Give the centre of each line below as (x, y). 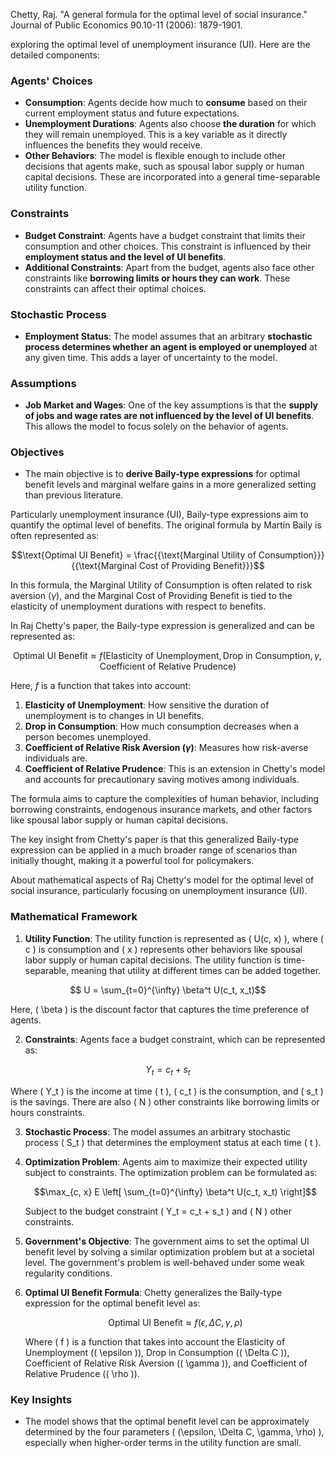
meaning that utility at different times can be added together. (196, 970)
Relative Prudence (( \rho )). (82, 1373)
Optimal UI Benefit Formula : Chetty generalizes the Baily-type (153, 1292)
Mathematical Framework (74, 917)
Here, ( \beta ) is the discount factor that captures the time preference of (160, 1009)
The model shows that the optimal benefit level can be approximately (167, 1421)
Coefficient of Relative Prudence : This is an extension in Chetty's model (175, 769)
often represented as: (55, 536)
